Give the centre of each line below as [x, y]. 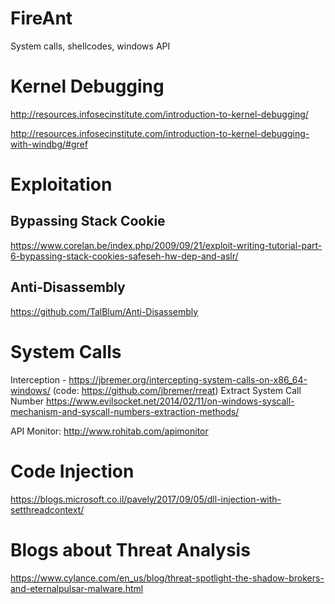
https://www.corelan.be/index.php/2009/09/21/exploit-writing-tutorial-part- [166, 245]
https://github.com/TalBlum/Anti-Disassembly [104, 311]
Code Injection [72, 471]
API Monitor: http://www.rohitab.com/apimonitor [109, 431]
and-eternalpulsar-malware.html [77, 588]
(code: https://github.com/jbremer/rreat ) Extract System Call [177, 390]
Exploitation [61, 184]
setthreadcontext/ [47, 509]
